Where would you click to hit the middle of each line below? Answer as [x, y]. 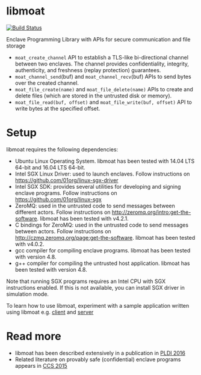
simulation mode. [28, 294]
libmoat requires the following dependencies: [62, 149]
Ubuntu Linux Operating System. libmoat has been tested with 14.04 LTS [105, 161]
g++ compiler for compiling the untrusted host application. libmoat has [102, 263]
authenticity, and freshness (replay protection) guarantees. [88, 70]
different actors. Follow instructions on [63, 212]
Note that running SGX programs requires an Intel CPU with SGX [86, 281]
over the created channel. [47, 83]
